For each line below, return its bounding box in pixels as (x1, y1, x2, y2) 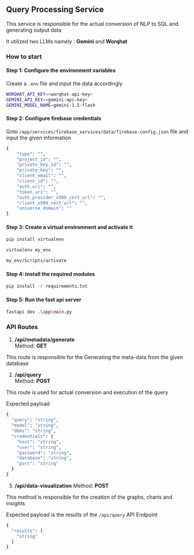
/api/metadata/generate (14, 336, 75, 343)
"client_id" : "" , (16, 178, 59, 184)
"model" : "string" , (11, 423, 59, 428)
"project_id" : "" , (16, 156, 62, 162)
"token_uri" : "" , (16, 189, 59, 195)
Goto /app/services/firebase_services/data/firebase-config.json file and (6, 128, 189, 135)
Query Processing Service (6, 5, 104, 15)
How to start (6, 52, 42, 60)
